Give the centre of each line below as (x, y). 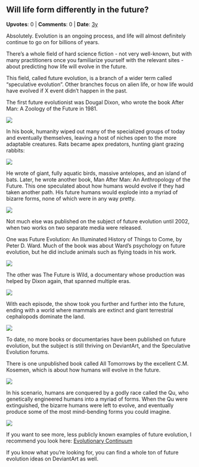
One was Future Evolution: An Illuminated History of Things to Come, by (94, 239)
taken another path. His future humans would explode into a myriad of (92, 192)
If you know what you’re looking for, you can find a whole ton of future (92, 452)
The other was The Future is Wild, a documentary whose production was (96, 275)
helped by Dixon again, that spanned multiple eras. (69, 281)
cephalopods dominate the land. (46, 317)
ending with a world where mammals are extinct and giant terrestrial (90, 310)
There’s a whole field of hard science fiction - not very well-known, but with (99, 54)
